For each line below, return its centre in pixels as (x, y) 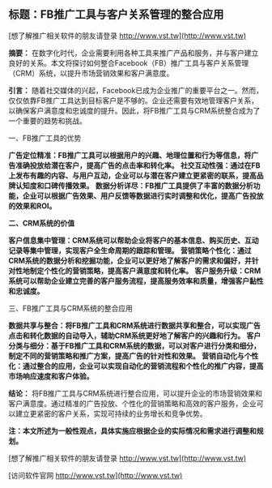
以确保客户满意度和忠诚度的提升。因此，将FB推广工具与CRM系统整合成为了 (134, 110)
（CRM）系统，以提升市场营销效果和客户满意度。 (91, 73)
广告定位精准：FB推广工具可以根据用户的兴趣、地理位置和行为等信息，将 (130, 155)
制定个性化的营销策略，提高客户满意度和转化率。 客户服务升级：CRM (145, 271)
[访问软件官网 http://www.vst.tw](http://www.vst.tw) (96, 475)
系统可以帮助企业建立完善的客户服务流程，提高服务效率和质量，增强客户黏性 (136, 280)
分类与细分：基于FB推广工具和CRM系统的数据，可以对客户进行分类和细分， (135, 345)
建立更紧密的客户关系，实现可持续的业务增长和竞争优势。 (111, 413)
